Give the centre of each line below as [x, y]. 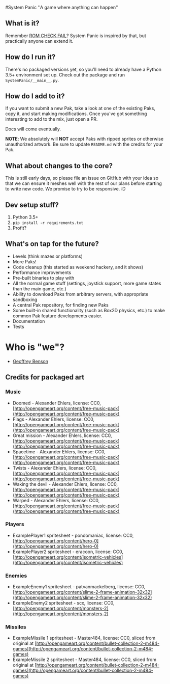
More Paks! [24, 261]
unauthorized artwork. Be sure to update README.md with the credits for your [84, 144]
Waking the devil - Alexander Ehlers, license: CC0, [65, 484]
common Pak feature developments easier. [57, 316]
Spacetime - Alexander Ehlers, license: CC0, [59, 452]
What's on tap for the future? [52, 244]
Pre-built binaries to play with [43, 278]
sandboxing [25, 299]
